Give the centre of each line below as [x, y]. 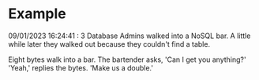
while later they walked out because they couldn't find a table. [109, 44]
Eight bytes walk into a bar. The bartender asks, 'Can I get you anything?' [127, 59]
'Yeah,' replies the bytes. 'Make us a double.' [81, 67]
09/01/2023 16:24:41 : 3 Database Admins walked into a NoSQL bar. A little [129, 36]
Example [37, 14]
